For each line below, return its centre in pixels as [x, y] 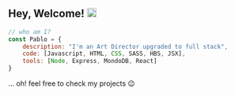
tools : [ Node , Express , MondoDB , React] [90, 61]
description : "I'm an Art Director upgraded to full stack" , [125, 46]
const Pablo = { [35, 39]
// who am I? [30, 31]
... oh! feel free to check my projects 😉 [72, 83]
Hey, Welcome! [46, 14]
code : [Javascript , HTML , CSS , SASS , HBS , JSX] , [104, 54]
